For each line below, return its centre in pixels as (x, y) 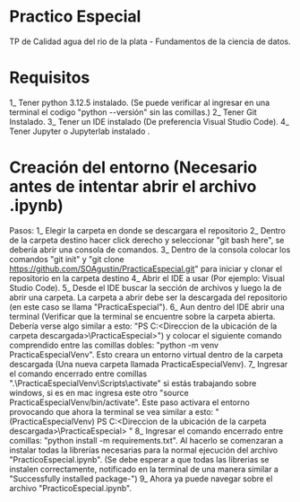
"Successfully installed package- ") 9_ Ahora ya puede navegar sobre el (141, 479)
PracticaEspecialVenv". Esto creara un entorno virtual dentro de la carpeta (146, 354)
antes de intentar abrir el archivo (133, 187)
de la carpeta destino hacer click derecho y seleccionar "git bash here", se (147, 240)
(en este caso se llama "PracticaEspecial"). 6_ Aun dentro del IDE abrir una (147, 306)
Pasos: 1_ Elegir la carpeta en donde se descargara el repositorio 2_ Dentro (148, 230)
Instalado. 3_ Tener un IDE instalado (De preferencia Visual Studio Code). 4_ (149, 121)
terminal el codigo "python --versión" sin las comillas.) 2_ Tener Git (133, 112)
